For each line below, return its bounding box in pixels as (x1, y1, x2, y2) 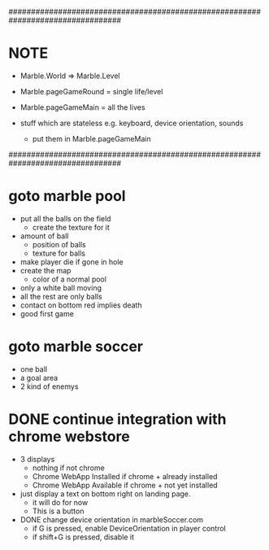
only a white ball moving (20, 282, 102, 292)
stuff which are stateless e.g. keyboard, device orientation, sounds (20, 118, 244, 128)
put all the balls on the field (20, 213, 111, 223)
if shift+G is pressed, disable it (32, 532, 135, 542)
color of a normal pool (32, 274, 107, 284)
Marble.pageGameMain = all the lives (20, 102, 145, 112)
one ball (20, 364, 47, 373)
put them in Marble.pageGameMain (32, 133, 152, 143)
